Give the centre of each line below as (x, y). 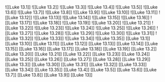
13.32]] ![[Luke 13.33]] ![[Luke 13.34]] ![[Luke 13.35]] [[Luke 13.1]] (84, 38)
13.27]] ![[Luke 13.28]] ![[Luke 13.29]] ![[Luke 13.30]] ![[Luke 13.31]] (87, 33)
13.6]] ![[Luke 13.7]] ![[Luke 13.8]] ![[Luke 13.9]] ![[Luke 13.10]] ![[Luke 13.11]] (82, 12)
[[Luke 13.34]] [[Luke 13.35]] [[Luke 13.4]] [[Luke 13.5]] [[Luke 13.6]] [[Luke (81, 70)
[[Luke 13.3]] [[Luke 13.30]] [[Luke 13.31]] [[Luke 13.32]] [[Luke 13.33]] (76, 64)
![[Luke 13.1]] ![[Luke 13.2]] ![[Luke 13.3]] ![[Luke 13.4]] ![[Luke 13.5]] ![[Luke (81, 7)
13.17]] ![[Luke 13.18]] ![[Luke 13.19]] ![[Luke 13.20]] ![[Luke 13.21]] (85, 23)
